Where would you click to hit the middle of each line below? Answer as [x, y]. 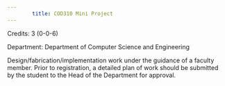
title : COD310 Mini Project [73, 14]
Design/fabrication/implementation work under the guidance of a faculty [111, 60]
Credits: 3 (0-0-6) [33, 33]
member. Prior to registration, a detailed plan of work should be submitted [113, 67]
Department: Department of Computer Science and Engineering [98, 46]
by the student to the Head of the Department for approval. [91, 75]
